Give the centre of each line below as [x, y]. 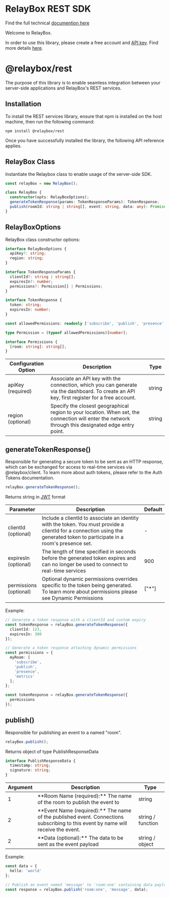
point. [57, 431]
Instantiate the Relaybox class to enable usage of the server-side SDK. [79, 174]
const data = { [21, 866]
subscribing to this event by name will [82, 823]
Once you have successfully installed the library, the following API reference [85, 140]
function [148, 823]
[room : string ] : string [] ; [38, 347]
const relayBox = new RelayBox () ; [42, 183]
